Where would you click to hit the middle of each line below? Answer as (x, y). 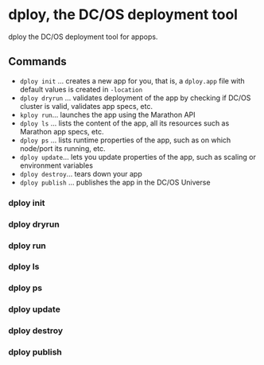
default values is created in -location (81, 89)
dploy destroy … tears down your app (81, 173)
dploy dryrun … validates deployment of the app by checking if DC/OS (135, 98)
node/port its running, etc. (62, 148)
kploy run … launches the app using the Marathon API (108, 115)
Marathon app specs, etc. (62, 131)
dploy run (27, 246)
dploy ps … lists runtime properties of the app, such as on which (125, 140)
